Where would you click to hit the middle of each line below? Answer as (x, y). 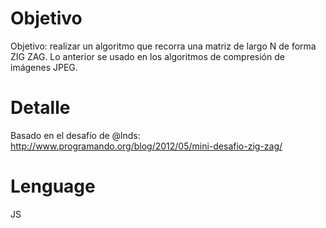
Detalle (40, 108)
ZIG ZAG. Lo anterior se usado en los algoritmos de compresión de (147, 56)
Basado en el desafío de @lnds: (75, 135)
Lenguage (53, 186)
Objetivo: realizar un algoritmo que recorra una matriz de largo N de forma (163, 46)
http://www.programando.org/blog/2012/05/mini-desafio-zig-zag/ (146, 146)
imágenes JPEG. (44, 67)
